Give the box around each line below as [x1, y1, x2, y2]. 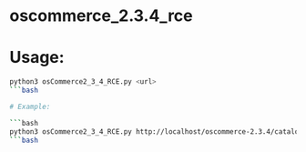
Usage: [9, 47, 66, 68]
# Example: [9, 102, 51, 111]
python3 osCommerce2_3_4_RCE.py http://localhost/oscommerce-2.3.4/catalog [9, 127, 303, 137]
